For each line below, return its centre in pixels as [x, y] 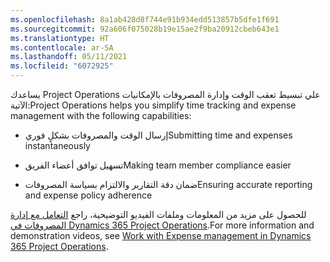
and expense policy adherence [88, 195]
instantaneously [57, 145]
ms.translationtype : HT [60, 38]
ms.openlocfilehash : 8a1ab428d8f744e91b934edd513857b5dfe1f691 [145, 19]
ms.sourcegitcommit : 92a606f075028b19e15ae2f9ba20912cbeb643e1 [145, 29]
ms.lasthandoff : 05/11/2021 [69, 57]
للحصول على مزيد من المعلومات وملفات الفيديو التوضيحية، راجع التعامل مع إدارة [158, 214]
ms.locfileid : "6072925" [62, 66]
